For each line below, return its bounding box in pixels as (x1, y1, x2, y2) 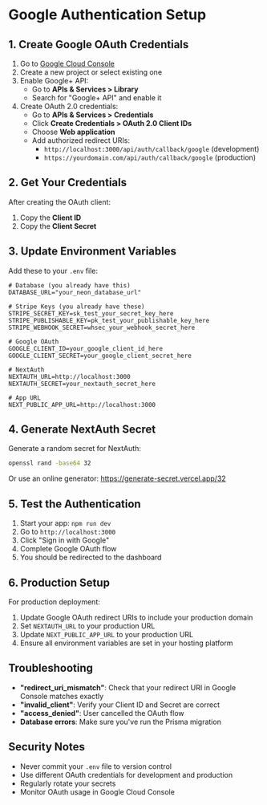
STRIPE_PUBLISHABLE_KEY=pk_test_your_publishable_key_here (8, 316, 210, 324)
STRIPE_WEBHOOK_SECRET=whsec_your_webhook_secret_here (8, 323, 196, 331)
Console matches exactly (19, 691, 104, 701)
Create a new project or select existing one (19, 67, 163, 77)
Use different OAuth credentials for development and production (19, 770, 233, 779)
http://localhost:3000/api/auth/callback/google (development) (43, 144, 260, 153)
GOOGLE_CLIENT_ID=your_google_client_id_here (8, 344, 163, 352)
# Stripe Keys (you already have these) (8, 303, 146, 311)
